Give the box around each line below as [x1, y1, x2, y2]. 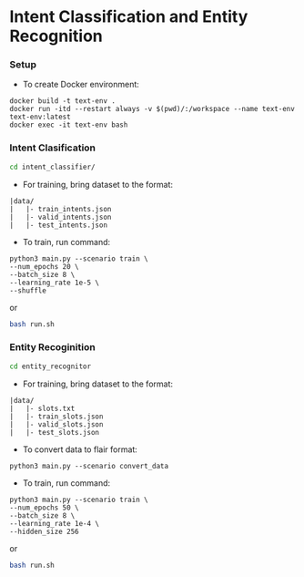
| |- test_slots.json [9, 428, 100, 437]
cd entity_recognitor [9, 362, 92, 371]
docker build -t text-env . [9, 97, 117, 106]
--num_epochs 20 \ [9, 262, 79, 271]
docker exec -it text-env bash [9, 120, 128, 129]
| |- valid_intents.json [9, 212, 112, 222]
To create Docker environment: [22, 79, 139, 90]
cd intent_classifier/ [9, 162, 96, 171]
